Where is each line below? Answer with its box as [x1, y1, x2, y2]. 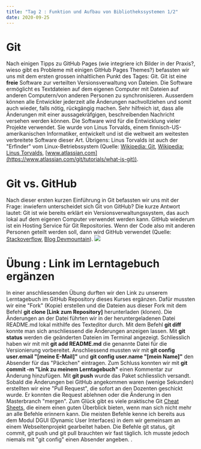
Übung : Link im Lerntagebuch [6, 256, 160, 270]
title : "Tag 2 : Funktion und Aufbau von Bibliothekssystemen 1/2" [6, 8, 179, 15]
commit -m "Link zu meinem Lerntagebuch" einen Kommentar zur [6, 366, 173, 373]
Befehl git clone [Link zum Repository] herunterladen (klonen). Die [6, 309, 173, 316]
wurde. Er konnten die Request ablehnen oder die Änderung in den [6, 391, 172, 399]
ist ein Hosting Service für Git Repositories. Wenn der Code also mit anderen [6, 222, 196, 229]
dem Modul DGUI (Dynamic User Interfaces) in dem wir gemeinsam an [6, 417, 181, 424]
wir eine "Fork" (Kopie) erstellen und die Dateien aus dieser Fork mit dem [6, 302, 187, 309]
